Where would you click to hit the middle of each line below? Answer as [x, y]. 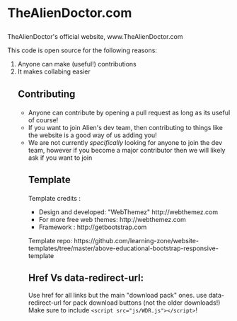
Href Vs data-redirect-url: [86, 278]
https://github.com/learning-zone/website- [137, 240]
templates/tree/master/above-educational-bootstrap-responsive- [123, 248]
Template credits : [54, 198]
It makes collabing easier [54, 71]
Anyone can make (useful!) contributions [77, 64]
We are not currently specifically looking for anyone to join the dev [125, 142]
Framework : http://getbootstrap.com [93, 227]
